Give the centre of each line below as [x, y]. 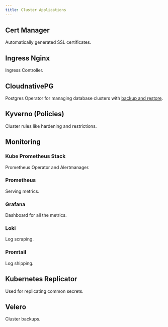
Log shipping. [19, 263]
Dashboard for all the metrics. [36, 215]
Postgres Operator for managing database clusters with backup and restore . [84, 98]
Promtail [16, 252]
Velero [16, 307]
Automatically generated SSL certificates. [48, 42]
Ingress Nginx [28, 58]
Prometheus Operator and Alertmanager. [47, 167]
